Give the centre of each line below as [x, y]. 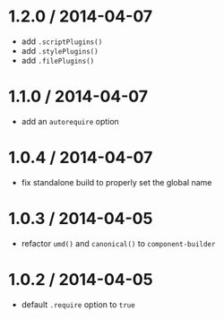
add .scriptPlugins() [62, 41]
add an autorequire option [70, 121]
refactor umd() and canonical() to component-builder [118, 243]
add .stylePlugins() [60, 50]
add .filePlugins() [58, 60]
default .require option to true [78, 304]
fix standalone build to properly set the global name [116, 182]
